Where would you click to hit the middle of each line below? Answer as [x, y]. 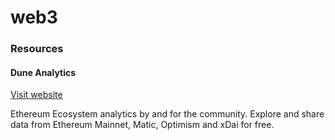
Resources [37, 49]
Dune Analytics [43, 72]
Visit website [36, 95]
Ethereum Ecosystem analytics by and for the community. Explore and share [167, 114]
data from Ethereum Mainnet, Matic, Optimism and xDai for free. [142, 125]
